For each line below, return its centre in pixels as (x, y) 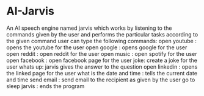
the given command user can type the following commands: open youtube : (101, 41)
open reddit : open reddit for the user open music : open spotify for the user (102, 53)
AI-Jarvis (31, 11)
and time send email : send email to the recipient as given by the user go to (101, 80)
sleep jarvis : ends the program (46, 86)
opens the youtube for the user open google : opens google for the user (97, 47)
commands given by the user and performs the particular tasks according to (102, 34)
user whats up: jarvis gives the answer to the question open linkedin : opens (102, 67)
